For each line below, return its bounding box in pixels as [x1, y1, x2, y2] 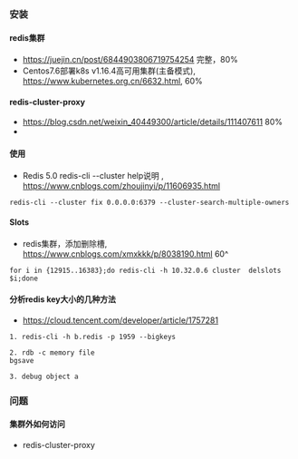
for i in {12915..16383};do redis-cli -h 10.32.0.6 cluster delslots [9, 266, 282, 275]
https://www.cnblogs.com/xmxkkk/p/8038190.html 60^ [22, 248, 229, 259]
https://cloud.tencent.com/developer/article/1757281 [22, 315, 219, 326]
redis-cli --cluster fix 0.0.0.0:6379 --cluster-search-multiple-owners [9, 198, 290, 207]
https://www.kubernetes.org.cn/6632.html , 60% [22, 75, 204, 87]
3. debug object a [9, 372, 79, 381]
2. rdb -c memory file [9, 347, 95, 357]
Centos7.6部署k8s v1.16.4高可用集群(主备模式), [22, 65, 197, 76]
